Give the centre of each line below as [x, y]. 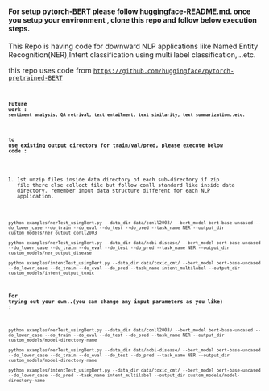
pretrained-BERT [35, 78]
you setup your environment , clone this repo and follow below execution [133, 19]
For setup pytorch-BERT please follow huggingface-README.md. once [130, 11]
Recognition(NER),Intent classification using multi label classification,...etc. [132, 55]
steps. [19, 28]
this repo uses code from [50, 71]
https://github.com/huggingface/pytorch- [163, 71]
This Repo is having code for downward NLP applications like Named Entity [133, 46]
